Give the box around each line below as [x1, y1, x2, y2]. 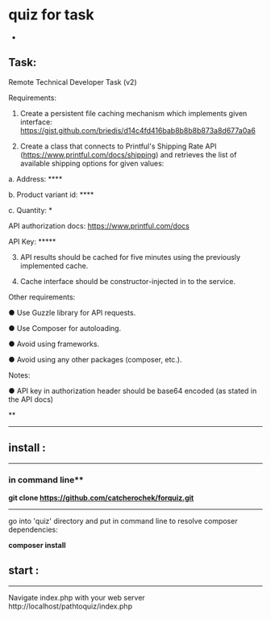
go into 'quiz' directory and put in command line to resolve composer [8, 516, 238, 525]
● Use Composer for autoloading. [8, 323, 122, 333]
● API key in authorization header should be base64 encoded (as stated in [8, 386, 257, 395]
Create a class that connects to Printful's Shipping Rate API [19, 141, 217, 151]
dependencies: [8, 525, 58, 534]
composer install [8, 540, 66, 550]
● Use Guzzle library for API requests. [8, 307, 136, 317]
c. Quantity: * [8, 205, 52, 215]
